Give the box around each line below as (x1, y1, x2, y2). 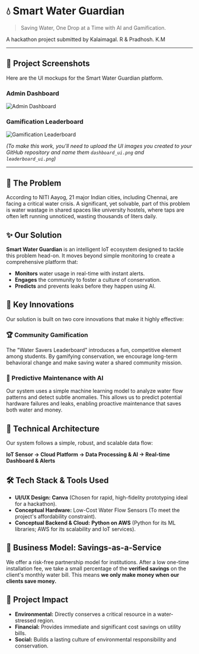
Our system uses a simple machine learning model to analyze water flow (6, 388, 184, 395)
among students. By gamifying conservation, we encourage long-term (6, 353, 178, 360)
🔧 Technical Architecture (6, 423, 99, 433)
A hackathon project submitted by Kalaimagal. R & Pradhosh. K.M (6, 36, 166, 43)
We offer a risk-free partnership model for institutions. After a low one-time (6, 558, 190, 565)
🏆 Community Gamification (6, 331, 88, 339)
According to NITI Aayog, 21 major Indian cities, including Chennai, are (6, 194, 178, 201)
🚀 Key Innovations (6, 300, 74, 310)
